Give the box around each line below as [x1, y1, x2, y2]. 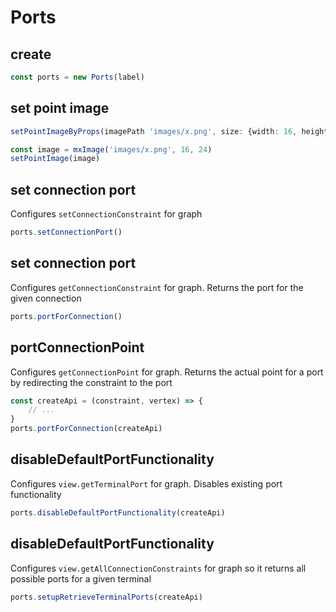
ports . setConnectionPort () [10, 227, 123, 238]
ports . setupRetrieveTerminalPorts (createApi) [10, 592, 203, 602]
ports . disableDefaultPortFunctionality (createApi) [10, 507, 226, 518]
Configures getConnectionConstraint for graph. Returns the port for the [10, 281, 304, 293]
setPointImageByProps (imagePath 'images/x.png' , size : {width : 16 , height [10, 126, 329, 136]
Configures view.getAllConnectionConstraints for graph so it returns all [10, 562, 307, 574]
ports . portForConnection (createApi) [10, 424, 163, 434]
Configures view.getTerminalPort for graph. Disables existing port [10, 477, 283, 490]
